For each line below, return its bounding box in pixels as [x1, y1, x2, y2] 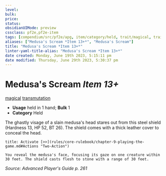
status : [5, 21, 21, 26]
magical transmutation [5, 95, 51, 101]
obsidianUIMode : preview [5, 26, 56, 31]
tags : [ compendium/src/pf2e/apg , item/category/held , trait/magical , [5, 35, 152, 40]
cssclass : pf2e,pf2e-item [5, 30, 58, 35]
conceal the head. [5, 130, 42, 136]
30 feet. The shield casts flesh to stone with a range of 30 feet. [5, 157, 149, 162]
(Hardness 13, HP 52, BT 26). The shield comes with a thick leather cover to [5, 125, 159, 131]
